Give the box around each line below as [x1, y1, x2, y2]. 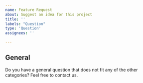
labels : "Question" [5, 21, 46, 26]
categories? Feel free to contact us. [5, 72, 78, 78]
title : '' [5, 16, 26, 21]
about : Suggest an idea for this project [5, 12, 93, 17]
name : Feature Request [5, 7, 52, 12]
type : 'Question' [5, 26, 41, 31]
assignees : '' [5, 30, 35, 35]
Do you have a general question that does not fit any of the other [5, 66, 138, 72]
